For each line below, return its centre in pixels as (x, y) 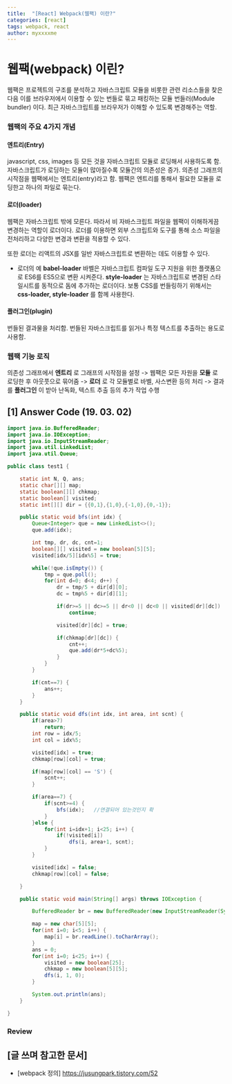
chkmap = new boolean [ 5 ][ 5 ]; (86, 969)
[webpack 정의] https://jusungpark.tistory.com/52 (87, 1073)
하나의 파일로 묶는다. (53, 187)
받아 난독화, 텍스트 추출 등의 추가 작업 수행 (103, 390)
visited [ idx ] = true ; (63, 753)
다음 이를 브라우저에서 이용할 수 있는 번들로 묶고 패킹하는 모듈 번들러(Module (111, 98)
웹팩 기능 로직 (29, 356)
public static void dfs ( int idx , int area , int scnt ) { (102, 715)
